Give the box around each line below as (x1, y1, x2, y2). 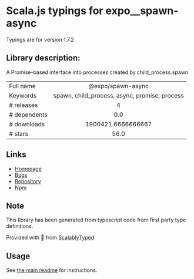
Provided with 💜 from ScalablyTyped (6, 234, 95, 241)
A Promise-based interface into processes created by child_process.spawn (6, 69, 189, 76)
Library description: (6, 53, 81, 63)
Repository (14, 177, 41, 184)
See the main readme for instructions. (6, 267, 98, 274)
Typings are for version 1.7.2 (6, 36, 75, 43)
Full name (9, 82, 36, 90)
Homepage (14, 165, 42, 172)
